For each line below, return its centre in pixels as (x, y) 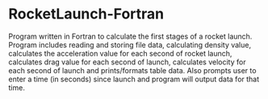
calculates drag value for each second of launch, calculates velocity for (127, 62)
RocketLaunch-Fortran (86, 14)
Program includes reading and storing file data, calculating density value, (130, 44)
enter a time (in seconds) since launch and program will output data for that (134, 79)
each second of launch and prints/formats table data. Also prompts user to (132, 70)
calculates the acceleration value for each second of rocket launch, (120, 53)
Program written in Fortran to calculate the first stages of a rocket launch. (130, 36)
